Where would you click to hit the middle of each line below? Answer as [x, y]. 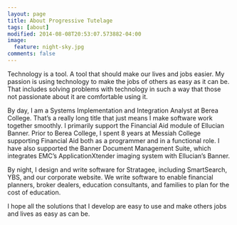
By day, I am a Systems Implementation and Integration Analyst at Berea [113, 110]
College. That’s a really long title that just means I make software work [110, 117]
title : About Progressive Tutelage [60, 21]
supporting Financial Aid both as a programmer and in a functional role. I [114, 140]
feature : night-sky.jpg [49, 47]
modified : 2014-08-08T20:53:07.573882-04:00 [74, 34]
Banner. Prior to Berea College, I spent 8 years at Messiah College [104, 133]
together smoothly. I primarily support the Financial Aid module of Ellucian [116, 125]
